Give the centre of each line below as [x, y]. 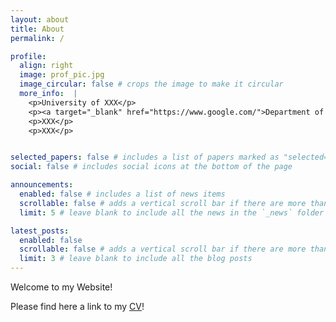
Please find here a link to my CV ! [77, 306]
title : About [37, 29]
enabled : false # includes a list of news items [122, 194]
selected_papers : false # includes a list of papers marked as [145, 157]
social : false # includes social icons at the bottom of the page [151, 167]
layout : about [40, 19]
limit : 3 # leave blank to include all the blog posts [136, 259]
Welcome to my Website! [61, 287]
